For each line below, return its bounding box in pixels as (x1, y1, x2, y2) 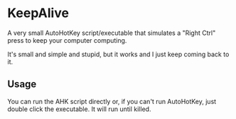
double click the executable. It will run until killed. (7, 105, 151, 113)
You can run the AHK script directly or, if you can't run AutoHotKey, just (7, 97, 217, 105)
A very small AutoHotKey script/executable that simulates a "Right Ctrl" (7, 29, 216, 37)
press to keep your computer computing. (7, 36, 127, 44)
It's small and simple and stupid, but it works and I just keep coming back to (7, 50, 230, 58)
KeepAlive (7, 5, 70, 21)
